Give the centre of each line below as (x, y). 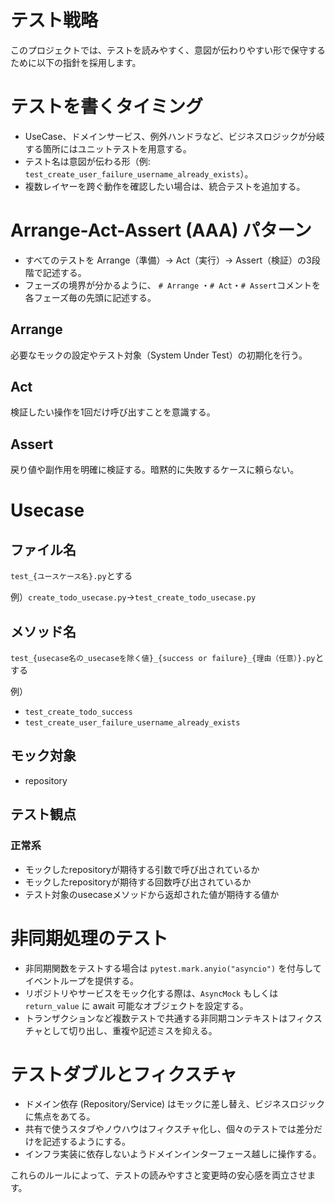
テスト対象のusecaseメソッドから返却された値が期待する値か (152, 894)
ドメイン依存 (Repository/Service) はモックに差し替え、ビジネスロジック (175, 1104)
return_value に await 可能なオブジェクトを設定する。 (136, 1005)
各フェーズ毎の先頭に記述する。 (90, 297)
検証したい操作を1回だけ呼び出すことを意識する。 (113, 412)
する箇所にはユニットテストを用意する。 (108, 148)
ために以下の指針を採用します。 (76, 62)
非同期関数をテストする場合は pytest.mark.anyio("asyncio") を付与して (173, 968)
